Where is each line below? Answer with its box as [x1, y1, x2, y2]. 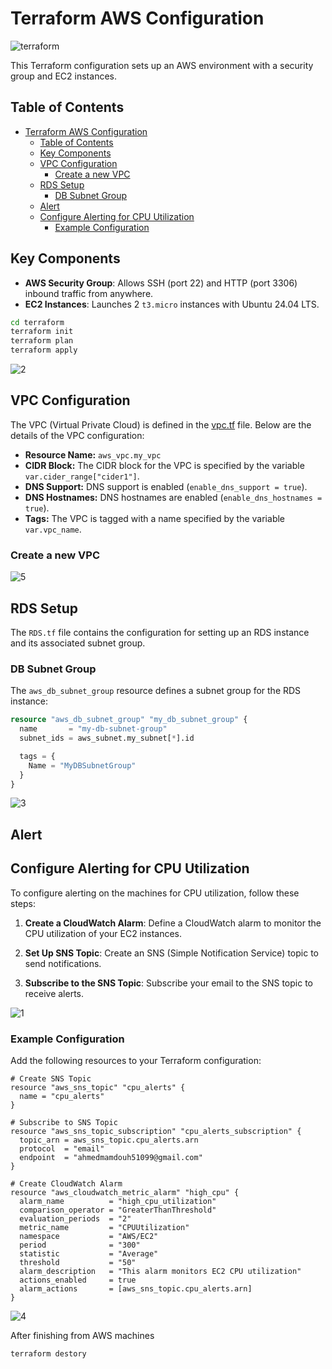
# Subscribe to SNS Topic [10, 1117, 118, 1127]
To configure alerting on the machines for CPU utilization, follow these [10, 887, 300, 899]
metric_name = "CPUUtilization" [19, 1222, 190, 1232]
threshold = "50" [19, 1257, 137, 1267]
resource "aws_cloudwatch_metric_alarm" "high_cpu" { [10, 1187, 240, 1197]
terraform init [10, 327, 74, 337]
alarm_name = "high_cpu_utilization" [19, 1196, 217, 1206]
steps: [10, 897, 36, 909]
